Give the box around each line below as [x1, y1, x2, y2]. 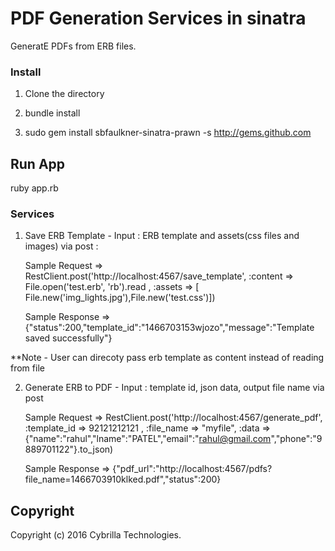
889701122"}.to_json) [24, 443, 114, 456]
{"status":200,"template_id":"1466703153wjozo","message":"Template [24, 322, 315, 334]
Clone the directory [24, 88, 105, 100]
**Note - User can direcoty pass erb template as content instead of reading [10, 352, 325, 364]
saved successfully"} [24, 332, 113, 344]
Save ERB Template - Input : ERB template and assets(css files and [24, 230, 300, 242]
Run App [10, 155, 66, 172]
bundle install [24, 107, 81, 119]
